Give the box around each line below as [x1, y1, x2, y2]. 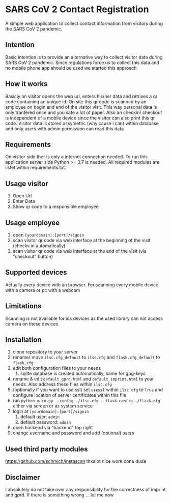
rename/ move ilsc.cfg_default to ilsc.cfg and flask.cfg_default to [12, 354, 160, 361]
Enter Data [12, 198, 35, 204]
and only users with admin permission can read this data [5, 126, 124, 132]
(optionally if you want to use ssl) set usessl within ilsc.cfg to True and [12, 387, 163, 393]
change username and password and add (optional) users [12, 430, 134, 436]
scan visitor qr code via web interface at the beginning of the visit [12, 238, 151, 243]
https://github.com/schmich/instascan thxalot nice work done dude [5, 458, 147, 464]
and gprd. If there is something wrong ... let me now [5, 492, 114, 498]
